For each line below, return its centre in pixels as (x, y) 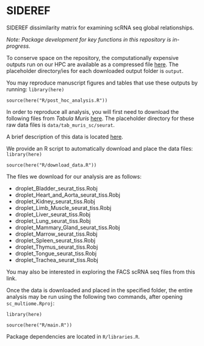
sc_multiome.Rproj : (31, 303)
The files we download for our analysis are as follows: (74, 176)
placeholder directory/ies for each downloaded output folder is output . (95, 70)
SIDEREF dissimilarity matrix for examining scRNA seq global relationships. (100, 28)
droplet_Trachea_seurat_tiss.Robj (57, 260)
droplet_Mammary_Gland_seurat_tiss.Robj (67, 227)
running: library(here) (35, 89)
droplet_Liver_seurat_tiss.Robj (53, 214)
